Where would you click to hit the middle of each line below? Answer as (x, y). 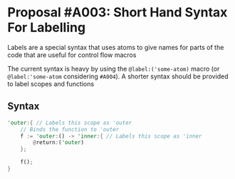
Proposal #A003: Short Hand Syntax (117, 12)
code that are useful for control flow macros (72, 55)
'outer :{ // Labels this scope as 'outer (70, 123)
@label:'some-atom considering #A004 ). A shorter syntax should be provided (118, 76)
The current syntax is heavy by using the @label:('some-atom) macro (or (114, 68)
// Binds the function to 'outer (70, 129)
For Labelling (47, 27)
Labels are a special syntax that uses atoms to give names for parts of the (116, 47)
